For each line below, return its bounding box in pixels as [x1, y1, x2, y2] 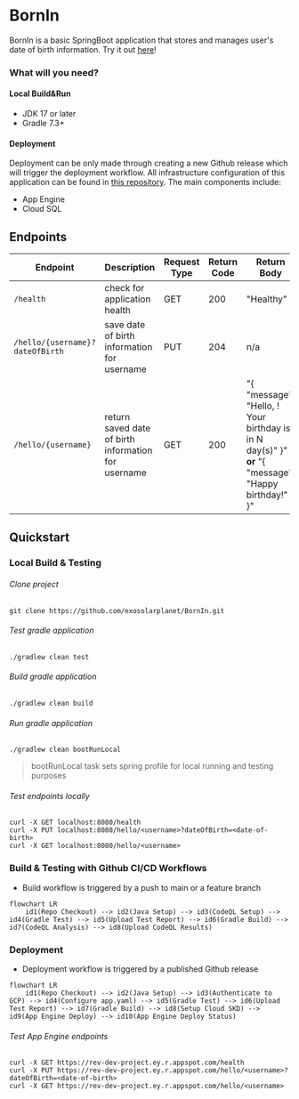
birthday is [246, 422, 291, 434]
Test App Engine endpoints [9, 1030, 109, 1041]
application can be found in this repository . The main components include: [9, 177, 282, 188]
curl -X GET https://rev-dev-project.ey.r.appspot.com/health [9, 1058, 245, 1068]
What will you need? [9, 66, 100, 78]
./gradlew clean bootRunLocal [9, 745, 122, 755]
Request [163, 255, 200, 268]
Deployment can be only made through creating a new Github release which [9, 158, 288, 169]
